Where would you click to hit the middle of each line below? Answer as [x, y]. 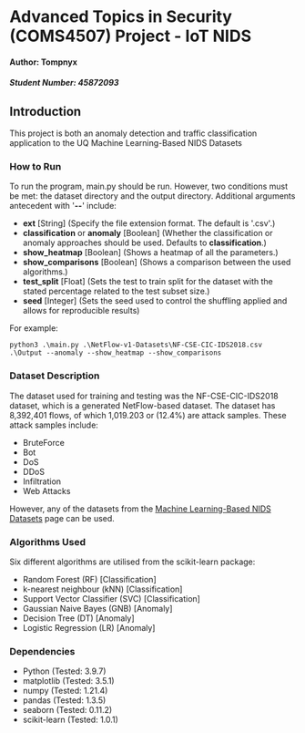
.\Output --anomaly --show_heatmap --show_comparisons [116, 353]
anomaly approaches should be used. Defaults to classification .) [144, 243]
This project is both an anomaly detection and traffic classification [133, 133]
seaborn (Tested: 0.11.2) [67, 710]
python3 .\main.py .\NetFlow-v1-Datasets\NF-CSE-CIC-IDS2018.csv [136, 345]
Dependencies [42, 651]
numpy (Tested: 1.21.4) [65, 691]
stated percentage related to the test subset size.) [116, 291]
